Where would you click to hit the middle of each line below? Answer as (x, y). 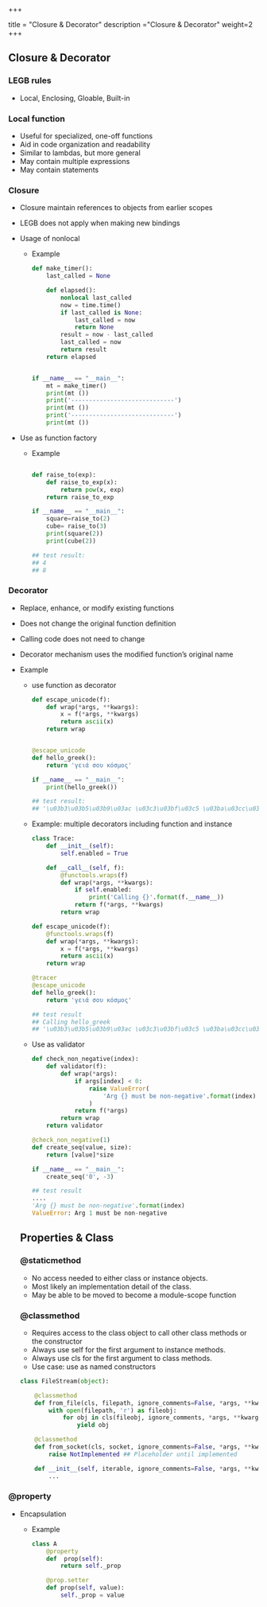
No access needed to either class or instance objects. (120, 1277)
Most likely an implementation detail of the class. (112, 1286)
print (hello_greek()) (82, 787)
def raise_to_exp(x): (82, 482)
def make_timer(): (62, 269)
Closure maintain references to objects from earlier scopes (116, 208)
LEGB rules (30, 80)
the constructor (57, 1341)
